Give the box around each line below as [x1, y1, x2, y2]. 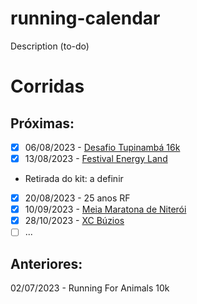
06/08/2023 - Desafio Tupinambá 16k [24, 141, 181, 153]
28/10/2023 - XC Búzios [24, 215, 125, 227]
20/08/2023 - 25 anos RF [24, 192, 131, 204]
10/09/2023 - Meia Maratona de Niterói [24, 203, 187, 216]
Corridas [10, 75, 85, 98]
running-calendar [10, 7, 161, 30]
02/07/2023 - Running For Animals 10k [10, 282, 170, 294]
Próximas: [10, 115, 75, 132]
